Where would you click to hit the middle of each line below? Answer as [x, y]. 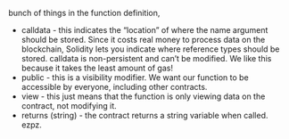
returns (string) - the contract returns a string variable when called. [144, 115]
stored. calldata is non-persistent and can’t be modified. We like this [146, 58]
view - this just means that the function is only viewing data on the [143, 96]
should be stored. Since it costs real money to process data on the [143, 40]
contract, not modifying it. [69, 106]
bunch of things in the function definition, [84, 13]
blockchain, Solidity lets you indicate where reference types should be [150, 49]
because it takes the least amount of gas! [97, 68]
